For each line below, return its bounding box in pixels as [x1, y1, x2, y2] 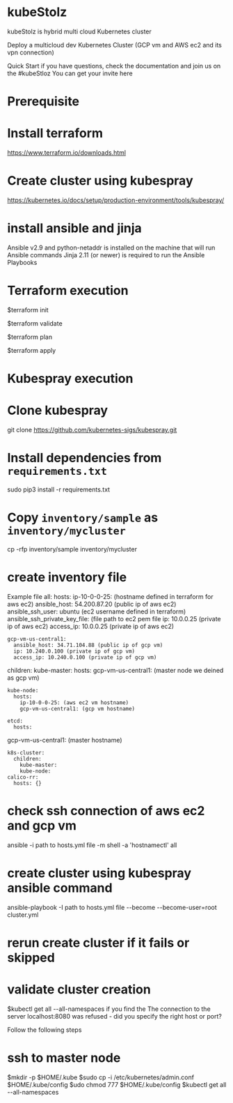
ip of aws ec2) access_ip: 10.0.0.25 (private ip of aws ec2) [7, 622, 175, 630]
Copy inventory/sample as [7, 510, 159, 526]
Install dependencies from [7, 450, 162, 466]
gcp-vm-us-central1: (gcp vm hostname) [19, 705, 136, 712]
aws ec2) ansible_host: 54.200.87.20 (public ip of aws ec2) [7, 600, 177, 608]
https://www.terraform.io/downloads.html [7, 149, 127, 157]
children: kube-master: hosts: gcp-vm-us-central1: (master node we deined [7, 666, 224, 674]
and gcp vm [7, 818, 77, 833]
